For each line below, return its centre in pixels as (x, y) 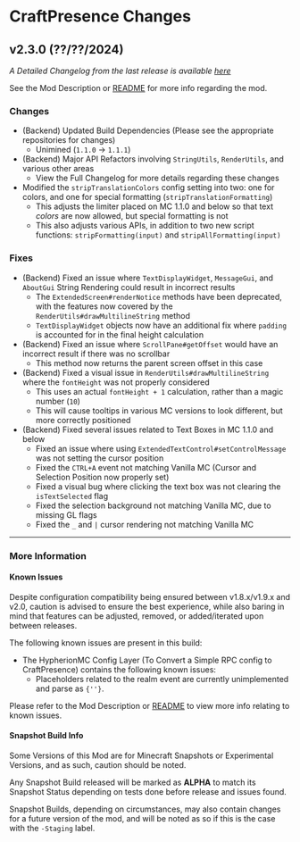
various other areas (58, 169)
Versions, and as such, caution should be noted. (98, 764)
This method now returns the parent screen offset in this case (149, 363)
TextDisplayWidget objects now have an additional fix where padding (161, 325)
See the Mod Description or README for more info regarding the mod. (138, 88)
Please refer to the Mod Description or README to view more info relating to (150, 705)
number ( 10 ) (58, 401)
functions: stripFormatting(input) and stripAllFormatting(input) (158, 235)
